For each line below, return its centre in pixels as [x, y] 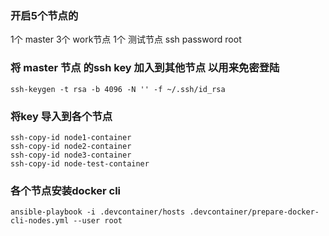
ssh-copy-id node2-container [71, 146]
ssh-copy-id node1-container [71, 137]
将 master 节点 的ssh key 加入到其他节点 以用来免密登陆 [145, 68]
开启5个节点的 [44, 15]
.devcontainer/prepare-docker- [254, 212]
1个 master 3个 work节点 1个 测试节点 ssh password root [126, 39]
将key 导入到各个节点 [61, 116]
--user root [98, 221]
